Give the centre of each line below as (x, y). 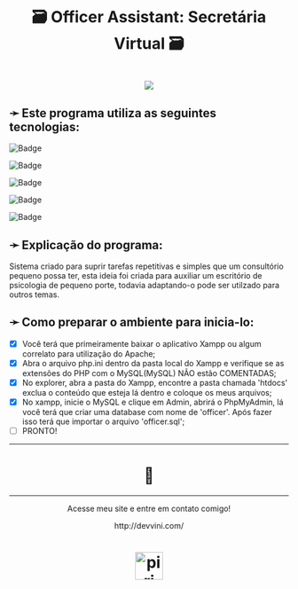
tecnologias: (44, 126)
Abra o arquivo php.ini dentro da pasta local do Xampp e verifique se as (153, 363)
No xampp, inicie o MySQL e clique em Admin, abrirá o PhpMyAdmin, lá (153, 402)
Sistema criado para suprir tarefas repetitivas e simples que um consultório (146, 266)
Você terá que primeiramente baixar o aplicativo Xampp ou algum (141, 343)
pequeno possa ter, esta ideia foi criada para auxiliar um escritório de (136, 275)
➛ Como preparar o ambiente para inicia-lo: (132, 322)
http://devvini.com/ (149, 526)
